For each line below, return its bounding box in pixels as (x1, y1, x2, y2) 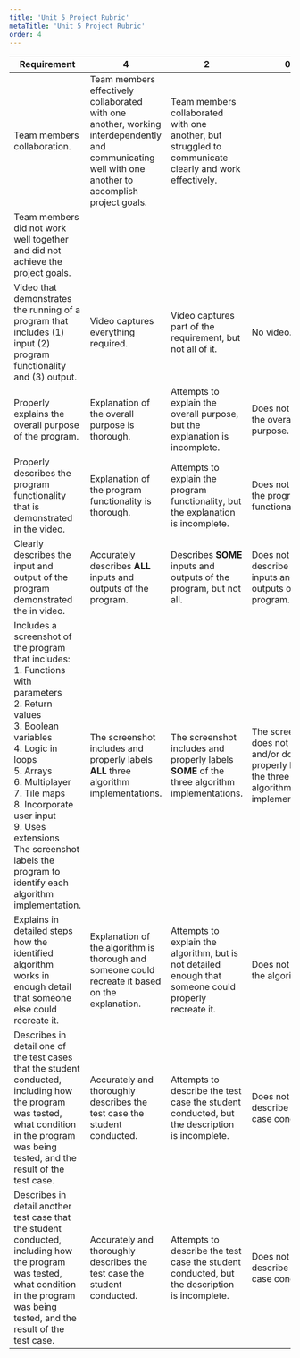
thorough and (89, 952, 147, 965)
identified (13, 947, 54, 960)
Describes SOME (171, 549, 243, 561)
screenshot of (13, 630, 72, 643)
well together (13, 234, 70, 246)
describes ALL (89, 560, 152, 573)
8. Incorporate (13, 799, 74, 811)
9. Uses (13, 821, 46, 833)
